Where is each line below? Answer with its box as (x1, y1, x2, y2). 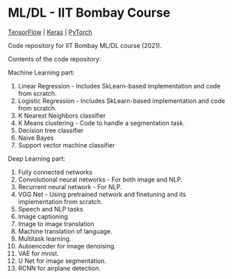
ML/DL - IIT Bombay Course (8, 5, 171, 21)
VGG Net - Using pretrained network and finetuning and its (17, 190, 186, 198)
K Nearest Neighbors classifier (17, 111, 106, 120)
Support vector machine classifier (17, 141, 115, 149)
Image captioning (17, 212, 68, 221)
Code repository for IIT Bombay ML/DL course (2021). (8, 41, 163, 49)
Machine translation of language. (17, 227, 113, 235)
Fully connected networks (17, 168, 93, 176)
